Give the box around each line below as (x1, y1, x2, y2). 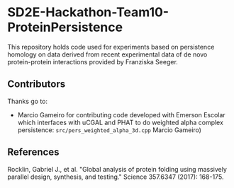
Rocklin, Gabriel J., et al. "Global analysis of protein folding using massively (7, 165, 227, 173)
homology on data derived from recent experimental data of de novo (7, 50, 208, 59)
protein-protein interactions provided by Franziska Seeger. (7, 57, 179, 66)
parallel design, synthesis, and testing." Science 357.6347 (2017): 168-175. (7, 172, 224, 181)
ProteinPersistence (7, 19, 123, 35)
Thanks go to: (7, 97, 48, 105)
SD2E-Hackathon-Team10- (7, 4, 169, 20)
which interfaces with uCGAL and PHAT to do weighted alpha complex (17, 118, 223, 127)
